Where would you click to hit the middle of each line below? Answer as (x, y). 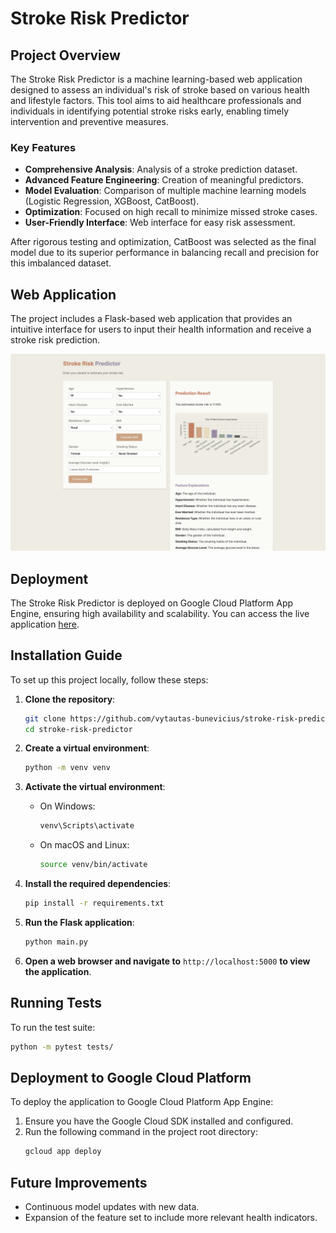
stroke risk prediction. (55, 340)
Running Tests (56, 1003)
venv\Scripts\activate (87, 826)
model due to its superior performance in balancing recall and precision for (165, 253)
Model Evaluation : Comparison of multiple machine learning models (165, 191)
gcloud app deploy (63, 1152)
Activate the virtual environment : (95, 787)
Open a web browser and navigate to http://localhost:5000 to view (167, 961)
